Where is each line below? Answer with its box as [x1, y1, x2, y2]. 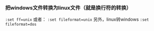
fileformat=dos [5, 22, 37, 27]
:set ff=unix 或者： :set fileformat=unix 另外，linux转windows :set [5, 16, 150, 23]
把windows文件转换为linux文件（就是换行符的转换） [5, 4, 132, 11]
